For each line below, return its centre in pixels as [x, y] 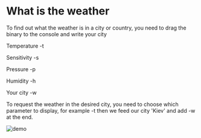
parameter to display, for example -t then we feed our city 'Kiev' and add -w [101, 110]
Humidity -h [21, 81]
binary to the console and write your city [57, 34]
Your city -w [22, 92]
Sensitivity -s [23, 57]
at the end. [20, 117]
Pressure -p [21, 69]
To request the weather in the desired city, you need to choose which [93, 104]
